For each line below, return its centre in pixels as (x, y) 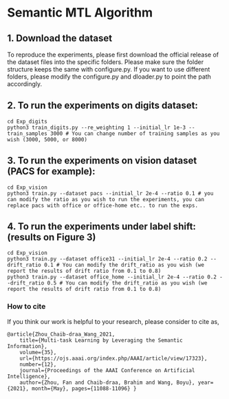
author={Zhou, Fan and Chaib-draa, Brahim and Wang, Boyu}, (107, 382)
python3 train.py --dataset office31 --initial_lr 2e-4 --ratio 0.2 (107, 259)
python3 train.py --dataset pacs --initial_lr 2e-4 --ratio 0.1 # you (110, 193)
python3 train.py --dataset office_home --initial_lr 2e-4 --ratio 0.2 (112, 277)
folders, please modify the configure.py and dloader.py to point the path (109, 76)
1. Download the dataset (59, 38)
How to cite (26, 307)
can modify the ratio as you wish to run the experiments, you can (106, 199)
